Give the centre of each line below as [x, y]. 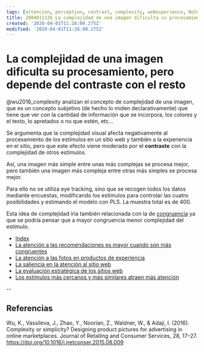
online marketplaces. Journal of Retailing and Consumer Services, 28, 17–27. [102, 336]
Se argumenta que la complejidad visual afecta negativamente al [87, 133]
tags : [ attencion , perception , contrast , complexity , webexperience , [96, 12]
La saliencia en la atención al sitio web [63, 264]
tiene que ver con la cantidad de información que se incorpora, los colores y [102, 115]
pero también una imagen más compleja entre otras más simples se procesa [102, 171]
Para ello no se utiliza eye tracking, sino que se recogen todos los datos [96, 189]
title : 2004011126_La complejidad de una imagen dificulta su [87, 18]
